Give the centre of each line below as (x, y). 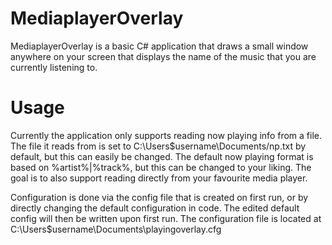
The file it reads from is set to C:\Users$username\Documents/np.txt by (158, 146)
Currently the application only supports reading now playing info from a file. (166, 135)
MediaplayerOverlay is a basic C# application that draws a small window (159, 46)
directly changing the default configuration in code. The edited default (155, 208)
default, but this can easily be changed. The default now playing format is (162, 156)
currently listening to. (54, 67)
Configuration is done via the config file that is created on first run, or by (159, 197)
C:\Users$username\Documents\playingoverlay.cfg (116, 229)
